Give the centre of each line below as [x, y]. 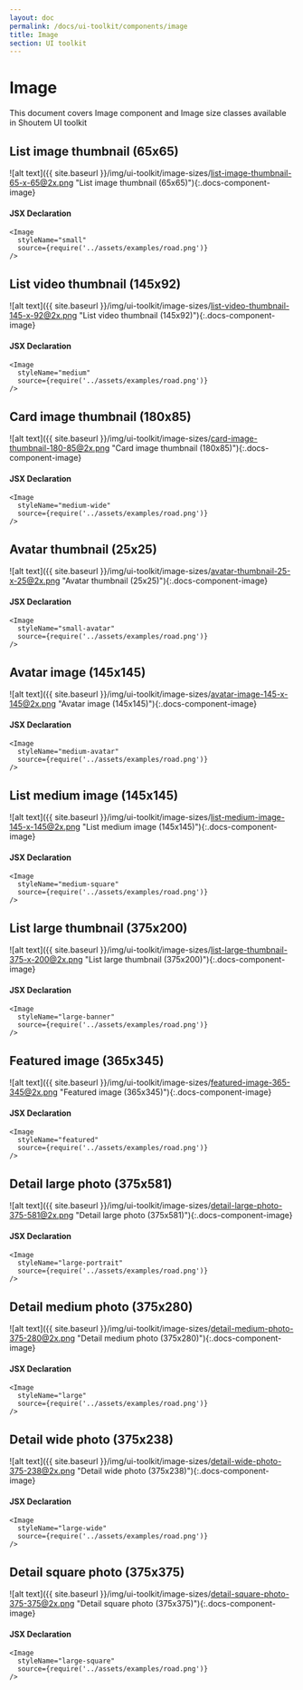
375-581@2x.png [42, 1216]
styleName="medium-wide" [64, 506]
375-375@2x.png [42, 1604]
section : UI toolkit [48, 43]
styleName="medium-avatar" [68, 752]
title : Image [34, 34]
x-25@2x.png [35, 581]
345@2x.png [34, 1092]
